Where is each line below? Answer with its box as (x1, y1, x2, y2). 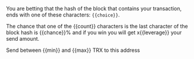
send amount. (6, 35, 40, 42)
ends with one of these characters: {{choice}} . (6, 11, 120, 18)
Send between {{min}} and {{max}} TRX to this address (6, 47, 141, 54)
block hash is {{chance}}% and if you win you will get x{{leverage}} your (6, 29, 182, 36)
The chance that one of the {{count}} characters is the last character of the (6, 23, 188, 29)
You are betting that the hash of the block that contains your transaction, (6, 5, 182, 12)
